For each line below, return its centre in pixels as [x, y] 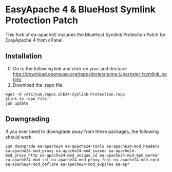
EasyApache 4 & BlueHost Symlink [80, 9]
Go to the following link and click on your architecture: [70, 68]
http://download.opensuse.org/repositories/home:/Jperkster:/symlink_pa [90, 74]
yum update [17, 103]
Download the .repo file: [38, 85]
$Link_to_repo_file [26, 99]
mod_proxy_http [22, 155]
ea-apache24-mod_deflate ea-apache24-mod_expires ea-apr [68, 164]
